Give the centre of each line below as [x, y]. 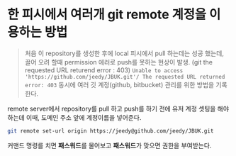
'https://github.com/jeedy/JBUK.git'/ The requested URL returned [125, 77]
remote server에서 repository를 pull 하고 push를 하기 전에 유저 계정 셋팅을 [112, 108]
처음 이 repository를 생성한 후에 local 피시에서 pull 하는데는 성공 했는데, [124, 53]
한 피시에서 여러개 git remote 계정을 [107, 15]
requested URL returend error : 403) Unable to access [104, 70]
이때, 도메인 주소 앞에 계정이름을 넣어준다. [84, 117]
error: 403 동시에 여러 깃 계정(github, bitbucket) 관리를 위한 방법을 [119, 84]
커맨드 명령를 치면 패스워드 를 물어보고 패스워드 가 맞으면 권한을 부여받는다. [109, 145]
